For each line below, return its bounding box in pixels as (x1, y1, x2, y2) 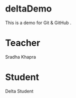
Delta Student (5, 88, 33, 94)
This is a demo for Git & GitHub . (5, 20, 71, 26)
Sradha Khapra (5, 54, 36, 60)
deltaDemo (5, 3, 52, 15)
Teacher (5, 37, 40, 49)
